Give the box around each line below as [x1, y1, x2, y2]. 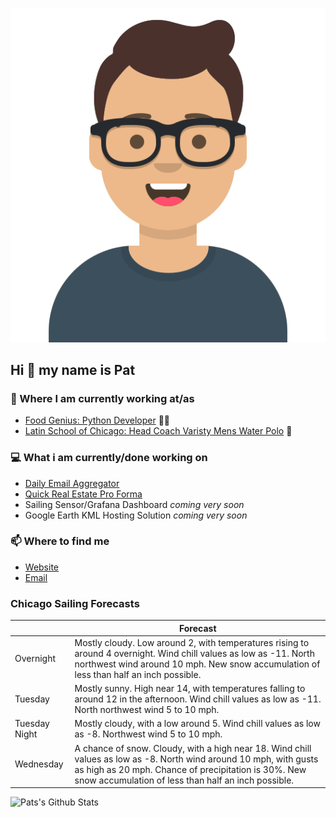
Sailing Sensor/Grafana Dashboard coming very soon [24, 498, 245, 510]
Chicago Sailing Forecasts [10, 596, 140, 610]
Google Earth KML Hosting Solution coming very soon [24, 509, 248, 521]
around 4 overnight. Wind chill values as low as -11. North [74, 647, 315, 659]
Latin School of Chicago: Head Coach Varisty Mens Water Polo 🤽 [24, 425, 293, 437]
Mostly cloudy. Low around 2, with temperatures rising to [74, 636, 310, 648]
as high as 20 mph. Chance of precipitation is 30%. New [74, 763, 307, 775]
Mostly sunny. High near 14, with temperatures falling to [74, 683, 306, 695]
